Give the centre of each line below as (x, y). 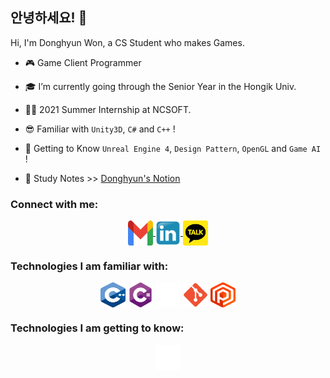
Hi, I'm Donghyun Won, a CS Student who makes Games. (127, 42)
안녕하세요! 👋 (49, 18)
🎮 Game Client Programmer (83, 62)
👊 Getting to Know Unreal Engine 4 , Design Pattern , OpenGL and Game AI (173, 148)
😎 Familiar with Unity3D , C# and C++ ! (100, 129)
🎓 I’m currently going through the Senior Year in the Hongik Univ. (160, 86)
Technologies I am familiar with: (89, 266)
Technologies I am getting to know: (97, 328)
